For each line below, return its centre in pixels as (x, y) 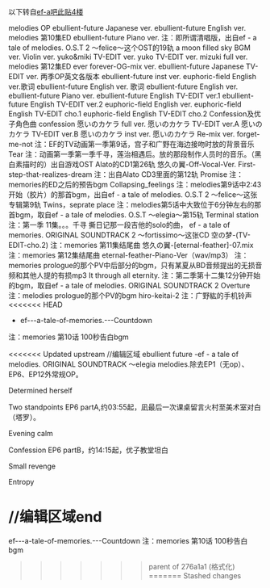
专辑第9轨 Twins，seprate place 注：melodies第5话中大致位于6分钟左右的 (131, 205)
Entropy (21, 482)
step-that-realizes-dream (50, 174)
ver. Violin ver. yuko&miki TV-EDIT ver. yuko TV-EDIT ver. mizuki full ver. (128, 57)
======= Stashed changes (195, 575)
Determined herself (40, 391)
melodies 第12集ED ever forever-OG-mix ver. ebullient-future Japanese (126, 66)
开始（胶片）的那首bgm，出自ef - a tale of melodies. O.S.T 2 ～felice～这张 (133, 195)
